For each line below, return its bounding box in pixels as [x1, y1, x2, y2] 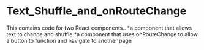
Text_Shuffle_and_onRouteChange [6, 4, 187, 18]
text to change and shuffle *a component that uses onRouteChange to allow [6, 30, 198, 37]
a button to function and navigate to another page [6, 37, 132, 44]
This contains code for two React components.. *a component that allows [6, 24, 192, 31]
